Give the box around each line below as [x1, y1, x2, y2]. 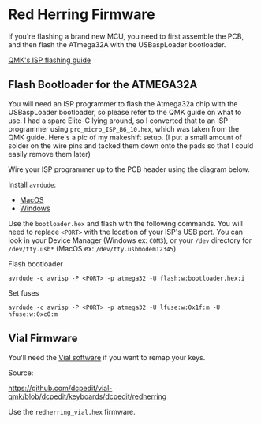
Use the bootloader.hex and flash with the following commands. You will [8, 218, 243, 228]
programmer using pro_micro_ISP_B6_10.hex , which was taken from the [8, 124, 240, 133]
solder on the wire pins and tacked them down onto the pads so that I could [8, 140, 254, 151]
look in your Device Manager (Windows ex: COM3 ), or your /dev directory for [8, 235, 252, 245]
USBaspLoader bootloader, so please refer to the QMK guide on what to [8, 107, 242, 117]
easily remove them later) [8, 149, 91, 158]
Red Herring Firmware [8, 6, 155, 24]
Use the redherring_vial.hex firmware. [8, 407, 136, 416]
